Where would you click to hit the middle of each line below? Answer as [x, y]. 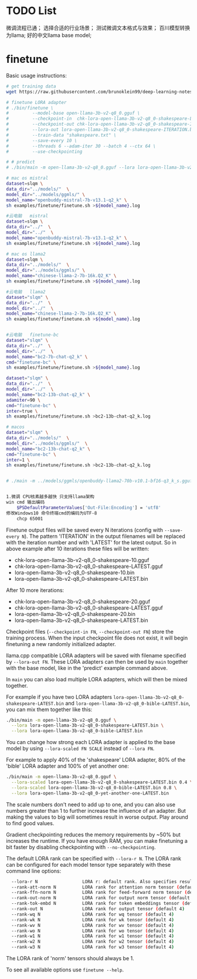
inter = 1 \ [18, 460]
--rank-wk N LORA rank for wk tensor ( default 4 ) [93, 920]
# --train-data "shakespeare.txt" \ [61, 135]
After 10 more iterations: [35, 590]
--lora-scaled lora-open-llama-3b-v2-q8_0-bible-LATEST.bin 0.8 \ [94, 788]
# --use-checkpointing [44, 152]
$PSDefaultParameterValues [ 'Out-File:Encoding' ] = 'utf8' [89, 507]
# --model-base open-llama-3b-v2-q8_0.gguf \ [73, 113]
